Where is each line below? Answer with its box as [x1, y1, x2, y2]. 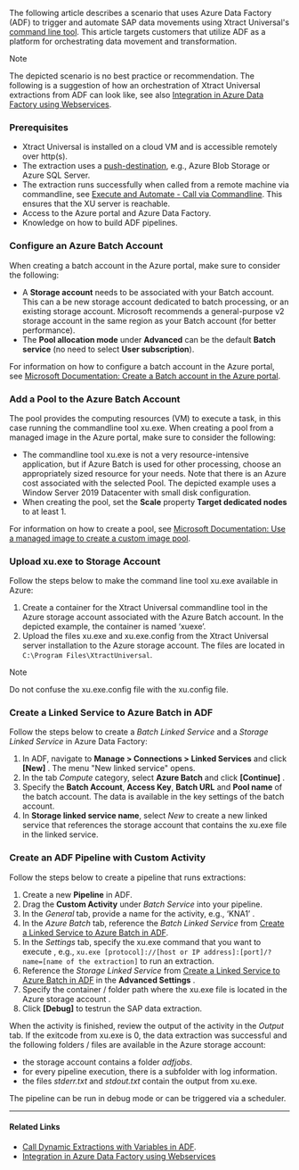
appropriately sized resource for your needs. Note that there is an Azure [21, 468, 287, 478]
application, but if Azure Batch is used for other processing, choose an [21, 459, 282, 469]
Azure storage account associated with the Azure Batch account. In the [21, 611, 284, 623]
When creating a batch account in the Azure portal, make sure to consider [9, 260, 281, 270]
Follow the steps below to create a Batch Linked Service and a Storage [9, 726, 269, 737]
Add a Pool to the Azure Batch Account [9, 393, 181, 405]
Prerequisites [9, 120, 69, 133]
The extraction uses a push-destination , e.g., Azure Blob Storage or [21, 161, 271, 171]
